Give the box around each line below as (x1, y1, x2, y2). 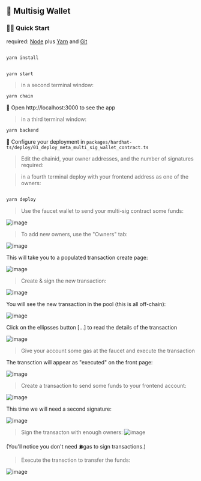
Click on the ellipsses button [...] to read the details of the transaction (6, 324, 178, 331)
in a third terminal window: (20, 115, 87, 123)
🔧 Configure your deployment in (6, 138, 85, 146)
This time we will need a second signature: (6, 405, 112, 412)
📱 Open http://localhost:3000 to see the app (6, 104, 116, 111)
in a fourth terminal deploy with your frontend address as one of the (20, 173, 189, 180)
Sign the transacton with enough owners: (20, 429, 123, 436)
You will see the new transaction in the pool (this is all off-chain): (6, 301, 166, 308)
